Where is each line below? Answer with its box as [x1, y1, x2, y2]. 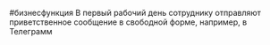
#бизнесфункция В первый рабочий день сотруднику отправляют [9, 8, 262, 18]
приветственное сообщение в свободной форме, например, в [9, 17, 248, 27]
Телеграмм [9, 26, 53, 36]
